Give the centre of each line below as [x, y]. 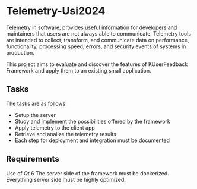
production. [20, 52]
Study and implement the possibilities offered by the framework [93, 121]
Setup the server [35, 115]
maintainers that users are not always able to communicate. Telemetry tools [99, 33]
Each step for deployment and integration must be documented [92, 140]
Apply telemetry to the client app [55, 127]
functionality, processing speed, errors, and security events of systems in [96, 46]
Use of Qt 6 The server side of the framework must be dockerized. [88, 173]
